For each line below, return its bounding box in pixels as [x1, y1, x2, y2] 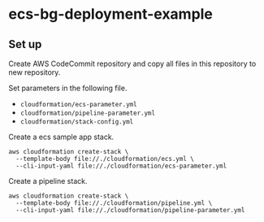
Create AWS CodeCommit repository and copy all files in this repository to [8, 59, 257, 68]
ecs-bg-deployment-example [8, 5, 214, 24]
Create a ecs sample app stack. [8, 132, 115, 141]
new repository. [8, 67, 61, 77]
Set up [8, 37, 42, 51]
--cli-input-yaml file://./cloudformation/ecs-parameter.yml [15, 162, 227, 170]
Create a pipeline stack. [8, 176, 88, 185]
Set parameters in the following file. [8, 83, 128, 93]
